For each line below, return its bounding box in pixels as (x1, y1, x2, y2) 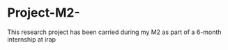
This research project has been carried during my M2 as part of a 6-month (7, 28, 222, 36)
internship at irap (7, 35, 56, 43)
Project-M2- (7, 5, 80, 21)
